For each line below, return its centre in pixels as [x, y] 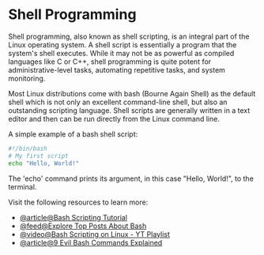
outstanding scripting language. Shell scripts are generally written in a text [129, 110]
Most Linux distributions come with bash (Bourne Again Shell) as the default [132, 93]
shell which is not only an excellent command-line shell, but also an [118, 102]
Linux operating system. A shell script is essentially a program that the [123, 44]
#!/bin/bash [28, 148]
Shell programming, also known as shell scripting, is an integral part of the [129, 36]
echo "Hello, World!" [44, 163]
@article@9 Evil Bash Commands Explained [91, 242]
